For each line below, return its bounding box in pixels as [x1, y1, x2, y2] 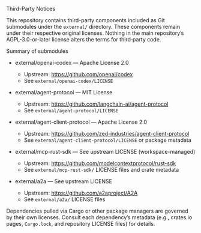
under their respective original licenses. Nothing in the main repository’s [6, 29, 184, 37]
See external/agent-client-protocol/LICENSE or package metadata [23, 136, 192, 144]
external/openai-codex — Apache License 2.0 [14, 59, 129, 66]
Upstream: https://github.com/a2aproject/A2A [23, 189, 138, 196]
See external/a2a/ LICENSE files [23, 196, 106, 203]
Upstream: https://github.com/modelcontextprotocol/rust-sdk [23, 160, 176, 167]
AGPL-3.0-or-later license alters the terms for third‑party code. [6, 36, 161, 43]
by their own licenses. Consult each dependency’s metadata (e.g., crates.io [6, 214, 193, 221]
